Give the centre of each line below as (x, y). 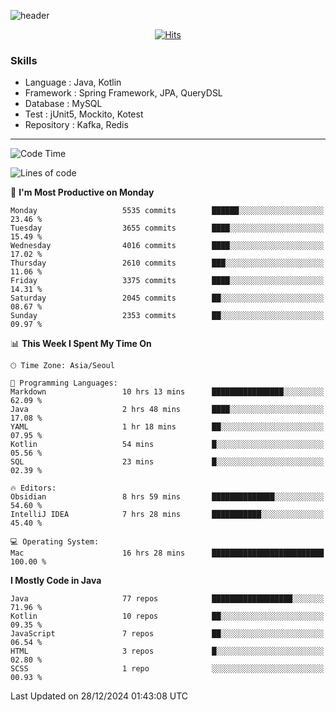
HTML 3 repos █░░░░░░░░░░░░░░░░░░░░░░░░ (167, 651)
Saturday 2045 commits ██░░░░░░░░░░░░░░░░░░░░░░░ (167, 298)
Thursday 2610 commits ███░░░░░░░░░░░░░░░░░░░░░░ (167, 263)
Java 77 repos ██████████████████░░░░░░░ (167, 599)
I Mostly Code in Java (56, 581)
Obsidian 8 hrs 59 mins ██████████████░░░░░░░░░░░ (167, 497)
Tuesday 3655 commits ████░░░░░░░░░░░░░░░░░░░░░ (167, 228)
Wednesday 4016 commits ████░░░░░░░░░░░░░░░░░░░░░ (167, 246)
